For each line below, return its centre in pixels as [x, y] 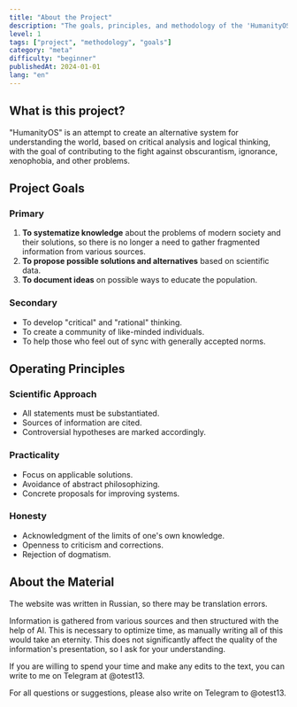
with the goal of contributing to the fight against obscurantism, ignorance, [144, 151]
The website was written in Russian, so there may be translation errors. [138, 603]
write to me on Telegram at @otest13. [77, 675]
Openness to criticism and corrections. [92, 545]
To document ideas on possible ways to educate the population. [140, 280]
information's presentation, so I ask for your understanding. [118, 649]
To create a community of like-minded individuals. [113, 331]
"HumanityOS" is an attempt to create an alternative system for [124, 132]
